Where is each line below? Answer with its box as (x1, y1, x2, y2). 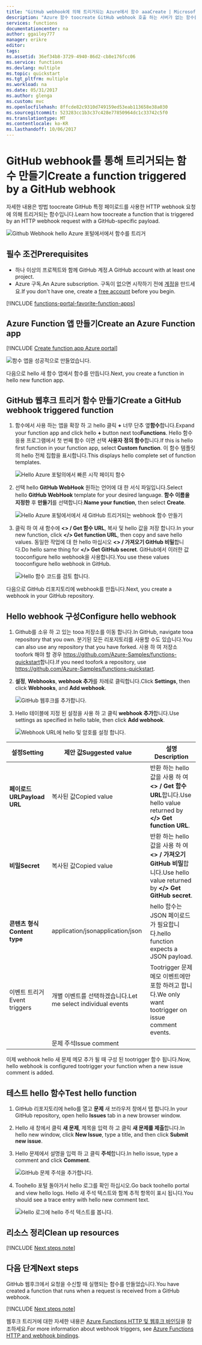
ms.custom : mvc (6, 98, 44, 104)
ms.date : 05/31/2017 (6, 87, 58, 93)
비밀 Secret (9, 862, 40, 870)
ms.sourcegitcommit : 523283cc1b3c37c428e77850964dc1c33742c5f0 (6, 110, 168, 116)
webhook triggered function (6, 405, 114, 415)
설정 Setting (11, 748, 44, 757)
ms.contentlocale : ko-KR (6, 121, 69, 127)
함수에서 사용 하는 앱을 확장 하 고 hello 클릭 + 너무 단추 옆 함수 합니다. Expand (14, 422, 195, 429)
